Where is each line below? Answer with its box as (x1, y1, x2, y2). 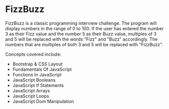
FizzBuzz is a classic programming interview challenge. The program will (5, 20, 157, 26)
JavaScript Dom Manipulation (12, 98, 74, 104)
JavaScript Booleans (12, 77, 56, 83)
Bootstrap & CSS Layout (12, 61, 63, 67)
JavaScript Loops (12, 93, 49, 99)
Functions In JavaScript (12, 71, 62, 77)
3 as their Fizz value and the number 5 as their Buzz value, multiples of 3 (5, 31, 157, 37)
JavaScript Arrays (12, 87, 50, 93)
